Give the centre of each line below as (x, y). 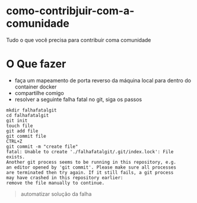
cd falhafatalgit (28, 115)
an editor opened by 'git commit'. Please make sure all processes (91, 167)
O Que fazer (36, 64)
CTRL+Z (14, 141)
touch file (20, 126)
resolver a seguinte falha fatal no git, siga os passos (78, 99)
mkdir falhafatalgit (32, 110)
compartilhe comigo (39, 93)
